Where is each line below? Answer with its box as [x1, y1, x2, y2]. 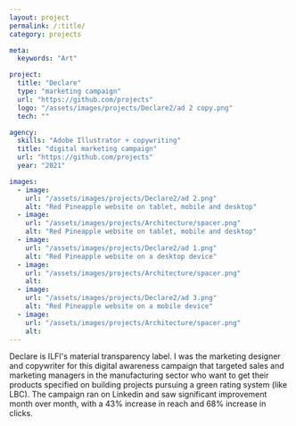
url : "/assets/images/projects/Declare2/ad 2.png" [25, 194, 218, 203]
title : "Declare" [17, 79, 82, 88]
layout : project [9, 13, 70, 22]
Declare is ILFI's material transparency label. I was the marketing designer [9, 351, 281, 362]
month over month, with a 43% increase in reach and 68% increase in [9, 398, 267, 409]
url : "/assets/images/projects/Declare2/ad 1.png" [25, 243, 218, 253]
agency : [9, 128, 38, 137]
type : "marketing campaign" [17, 87, 122, 96]
